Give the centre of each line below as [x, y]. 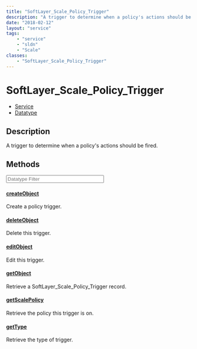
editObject [19, 247]
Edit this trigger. [25, 260]
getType [17, 327]
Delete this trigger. [29, 233]
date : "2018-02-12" [30, 22]
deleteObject [22, 220]
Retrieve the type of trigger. [40, 340]
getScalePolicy [25, 300]
